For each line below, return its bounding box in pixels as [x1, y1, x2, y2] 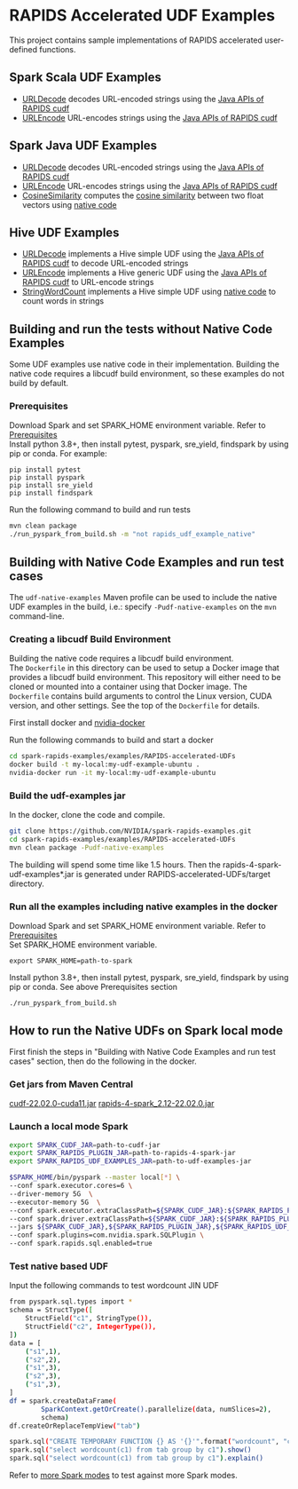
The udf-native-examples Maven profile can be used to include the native [9, 592, 278, 603]
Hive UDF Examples [9, 225, 120, 240]
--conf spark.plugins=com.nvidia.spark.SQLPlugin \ [9, 1231, 204, 1240]
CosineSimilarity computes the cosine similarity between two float [21, 190, 264, 201]
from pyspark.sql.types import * [9, 1297, 133, 1306]
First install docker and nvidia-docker [9, 717, 145, 728]
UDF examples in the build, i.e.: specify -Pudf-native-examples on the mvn [9, 601, 277, 613]
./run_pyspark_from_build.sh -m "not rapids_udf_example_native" [9, 530, 255, 539]
